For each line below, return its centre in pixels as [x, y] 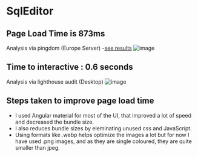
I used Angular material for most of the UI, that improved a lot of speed [103, 115]
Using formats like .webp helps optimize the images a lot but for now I [102, 135]
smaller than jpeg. [38, 147]
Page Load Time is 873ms [56, 34]
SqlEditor [30, 11]
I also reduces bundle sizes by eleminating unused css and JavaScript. [103, 128]
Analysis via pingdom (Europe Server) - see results [69, 48]
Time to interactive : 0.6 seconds [70, 67]
